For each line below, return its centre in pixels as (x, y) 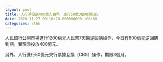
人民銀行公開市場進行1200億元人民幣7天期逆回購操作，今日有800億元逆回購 (82, 38)
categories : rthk (23, 23)
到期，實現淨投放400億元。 (33, 44)
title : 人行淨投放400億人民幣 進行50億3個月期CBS (52, 14)
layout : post (18, 10)
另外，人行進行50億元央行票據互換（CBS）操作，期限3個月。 (67, 55)
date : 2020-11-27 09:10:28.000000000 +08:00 (51, 19)
